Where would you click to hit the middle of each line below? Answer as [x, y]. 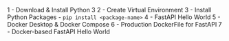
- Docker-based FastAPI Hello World [58, 31]
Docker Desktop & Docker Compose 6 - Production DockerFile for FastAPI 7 [115, 24]
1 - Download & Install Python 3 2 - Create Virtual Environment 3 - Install [109, 10]
